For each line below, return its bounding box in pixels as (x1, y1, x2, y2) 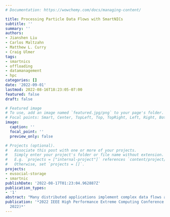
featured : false (5, 92, 39, 97)
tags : (5, 54, 17, 59)
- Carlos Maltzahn (5, 40, 44, 46)
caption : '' (10, 124, 35, 129)
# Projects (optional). (5, 143, 56, 148)
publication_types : (5, 185, 47, 190)
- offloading (5, 64, 33, 69)
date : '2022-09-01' (5, 82, 47, 88)
